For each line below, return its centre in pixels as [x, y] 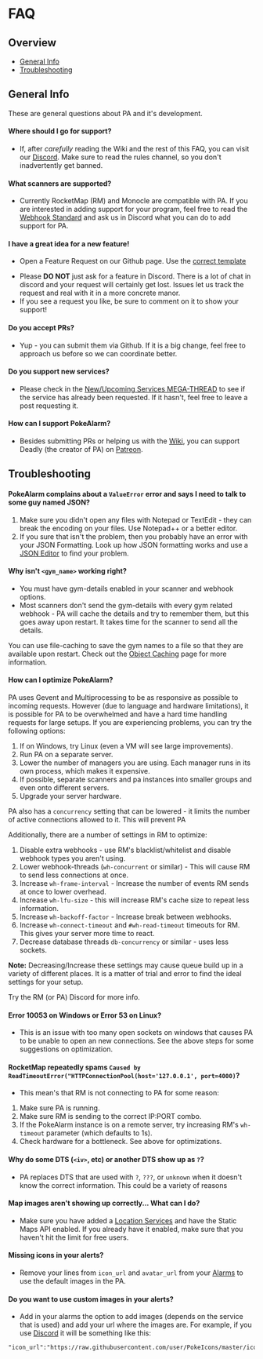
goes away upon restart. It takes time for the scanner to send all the [129, 621]
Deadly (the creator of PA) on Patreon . [81, 450]
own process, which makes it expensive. [85, 771]
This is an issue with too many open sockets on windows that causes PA [136, 1033]
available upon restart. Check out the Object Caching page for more [117, 654]
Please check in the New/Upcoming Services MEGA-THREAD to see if [132, 388]
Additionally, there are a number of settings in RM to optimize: [108, 835]
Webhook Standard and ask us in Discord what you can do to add [125, 217]
